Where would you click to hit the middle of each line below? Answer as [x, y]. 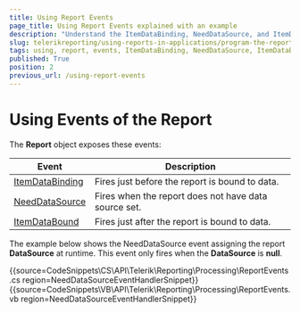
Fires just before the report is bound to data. [187, 181]
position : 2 [31, 68]
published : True [39, 59]
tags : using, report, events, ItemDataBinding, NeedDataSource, [131, 51]
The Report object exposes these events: [85, 144]
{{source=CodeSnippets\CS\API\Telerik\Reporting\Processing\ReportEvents [149, 270]
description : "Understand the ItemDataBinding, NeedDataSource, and [139, 34]
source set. [118, 207]
